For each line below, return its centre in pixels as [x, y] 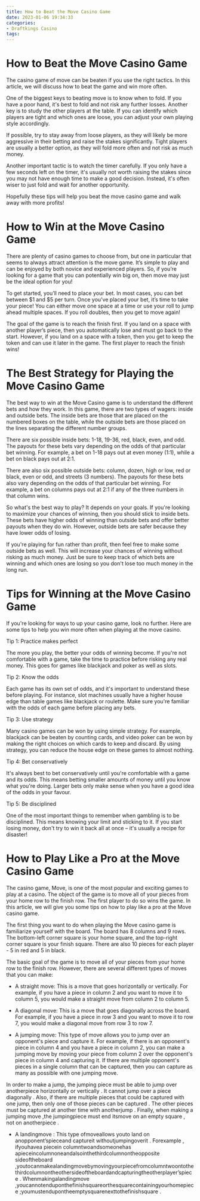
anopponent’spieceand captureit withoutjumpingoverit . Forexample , [99, 1141]
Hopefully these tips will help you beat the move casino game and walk [93, 196]
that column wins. [28, 496]
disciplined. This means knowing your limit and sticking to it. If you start [94, 822]
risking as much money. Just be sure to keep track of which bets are [90, 557]
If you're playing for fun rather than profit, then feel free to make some [93, 544]
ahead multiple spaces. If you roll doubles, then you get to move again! [93, 312]
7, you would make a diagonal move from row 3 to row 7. [84, 1023]
